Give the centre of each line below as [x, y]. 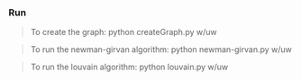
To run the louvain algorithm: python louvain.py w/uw [129, 67]
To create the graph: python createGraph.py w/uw [123, 32]
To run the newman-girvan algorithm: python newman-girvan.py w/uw [161, 49]
